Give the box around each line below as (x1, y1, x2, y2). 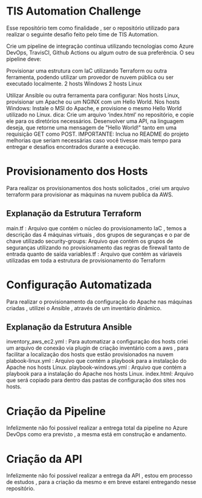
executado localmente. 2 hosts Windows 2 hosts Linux (6, 80, 142, 87)
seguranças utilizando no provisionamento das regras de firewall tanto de (6, 244, 189, 251)
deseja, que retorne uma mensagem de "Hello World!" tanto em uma (6, 124, 177, 131)
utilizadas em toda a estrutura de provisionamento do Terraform (6, 256, 166, 264)
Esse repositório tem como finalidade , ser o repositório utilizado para (6, 24, 180, 32)
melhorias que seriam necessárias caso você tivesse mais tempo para (6, 136, 181, 144)
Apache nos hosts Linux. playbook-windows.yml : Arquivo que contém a (6, 364, 186, 371)
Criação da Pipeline (6, 404, 106, 418)
